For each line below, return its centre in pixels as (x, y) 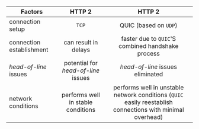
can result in (81, 42)
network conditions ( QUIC (148, 95)
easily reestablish (148, 102)
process (148, 54)
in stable (81, 102)
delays (81, 50)
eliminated (149, 74)
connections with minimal (149, 110)
